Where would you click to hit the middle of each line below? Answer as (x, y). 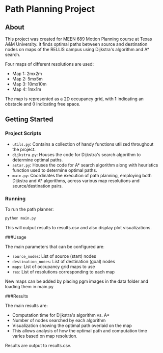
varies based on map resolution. (45, 336)
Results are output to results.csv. (38, 345)
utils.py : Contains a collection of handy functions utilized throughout (83, 144)
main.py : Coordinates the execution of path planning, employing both (82, 175)
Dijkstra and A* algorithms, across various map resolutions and (76, 181)
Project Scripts (23, 134)
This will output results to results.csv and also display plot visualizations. (79, 227)
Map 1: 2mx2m (27, 74)
